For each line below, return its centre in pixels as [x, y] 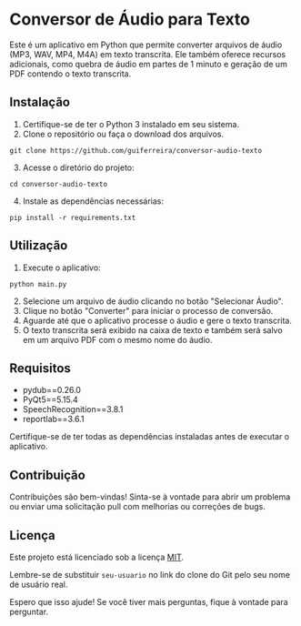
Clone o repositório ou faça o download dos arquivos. [123, 134]
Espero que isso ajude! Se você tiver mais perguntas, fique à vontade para [149, 602]
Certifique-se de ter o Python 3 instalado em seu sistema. [130, 124]
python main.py [38, 284]
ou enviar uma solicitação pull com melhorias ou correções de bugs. [138, 507]
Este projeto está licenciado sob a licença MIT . [97, 557]
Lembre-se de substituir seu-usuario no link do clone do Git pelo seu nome [150, 575]
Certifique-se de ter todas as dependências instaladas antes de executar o [149, 437]
